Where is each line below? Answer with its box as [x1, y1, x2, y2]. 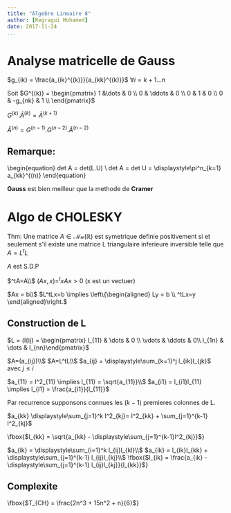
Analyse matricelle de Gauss [7, 53, 176, 69]
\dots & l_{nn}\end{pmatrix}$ [7, 343, 90, 352]
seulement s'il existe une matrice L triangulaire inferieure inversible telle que [7, 240, 224, 249]
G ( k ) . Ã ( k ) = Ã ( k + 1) [7, 110, 57, 119]
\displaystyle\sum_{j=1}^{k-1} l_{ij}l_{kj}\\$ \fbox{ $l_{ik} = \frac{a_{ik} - [7, 453, 207, 461]
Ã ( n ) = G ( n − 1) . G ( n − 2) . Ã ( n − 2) [7, 124, 89, 134]
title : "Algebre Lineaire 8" [7, 10, 91, 17]
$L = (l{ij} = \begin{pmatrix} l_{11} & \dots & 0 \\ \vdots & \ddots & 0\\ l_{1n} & [7, 336, 224, 344]
